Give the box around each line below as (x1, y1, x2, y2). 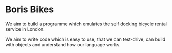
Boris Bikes (5, 4, 54, 15)
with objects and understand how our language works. (5, 41, 121, 47)
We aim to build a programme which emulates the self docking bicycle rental (5, 21, 167, 27)
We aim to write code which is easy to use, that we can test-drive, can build (5, 36, 166, 42)
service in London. (5, 26, 45, 32)
